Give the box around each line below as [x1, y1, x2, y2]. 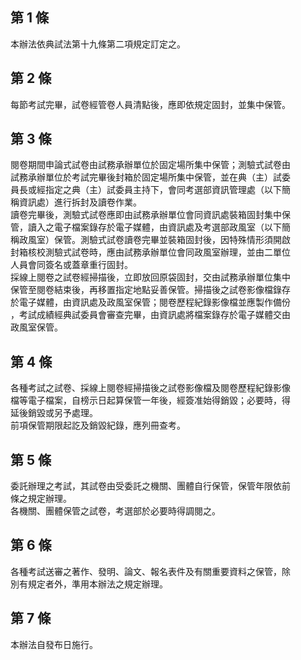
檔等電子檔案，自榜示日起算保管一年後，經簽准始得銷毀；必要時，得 [10, 394, 291, 407]
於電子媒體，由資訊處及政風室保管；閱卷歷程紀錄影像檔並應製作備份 [10, 296, 291, 308]
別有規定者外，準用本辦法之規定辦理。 [10, 578, 168, 590]
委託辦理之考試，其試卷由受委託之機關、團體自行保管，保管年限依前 [10, 480, 291, 492]
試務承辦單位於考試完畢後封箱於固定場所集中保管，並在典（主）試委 [10, 171, 291, 183]
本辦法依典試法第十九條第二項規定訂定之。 [10, 38, 186, 50]
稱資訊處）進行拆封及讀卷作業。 [10, 196, 142, 208]
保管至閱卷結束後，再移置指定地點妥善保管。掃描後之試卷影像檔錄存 [10, 284, 291, 296]
